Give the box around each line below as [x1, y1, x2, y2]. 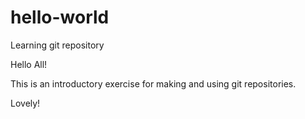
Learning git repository [10, 39, 105, 51]
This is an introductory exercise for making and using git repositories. [10, 77, 297, 90]
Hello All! [10, 58, 48, 70]
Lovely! [10, 97, 41, 109]
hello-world [10, 6, 110, 29]
